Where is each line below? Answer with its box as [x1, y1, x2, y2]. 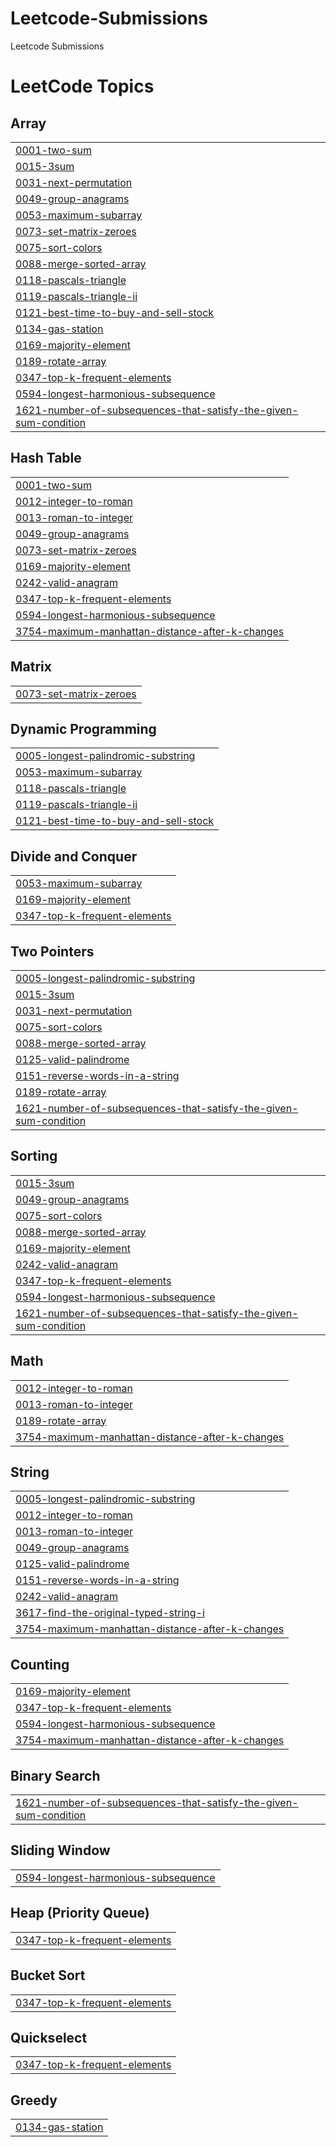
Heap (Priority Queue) [10, 1905, 150, 1922]
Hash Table [10, 450, 82, 467]
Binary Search [10, 1767, 101, 1784]
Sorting [10, 1148, 58, 1165]
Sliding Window [10, 1842, 111, 1859]
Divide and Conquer [10, 848, 138, 865]
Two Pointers [10, 943, 95, 960]
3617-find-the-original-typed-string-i [15, 1606, 205, 1620]
